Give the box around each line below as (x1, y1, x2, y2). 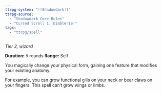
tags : (5, 25, 16, 30)
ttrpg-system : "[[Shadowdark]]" (5, 7, 71, 12)
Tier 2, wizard (5, 44, 33, 49)
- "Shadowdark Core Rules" (9, 16, 64, 21)
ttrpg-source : (5, 12, 34, 17)
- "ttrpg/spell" (9, 30, 42, 35)
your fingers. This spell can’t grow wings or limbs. (5, 82, 105, 88)
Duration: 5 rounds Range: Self (5, 53, 68, 59)
